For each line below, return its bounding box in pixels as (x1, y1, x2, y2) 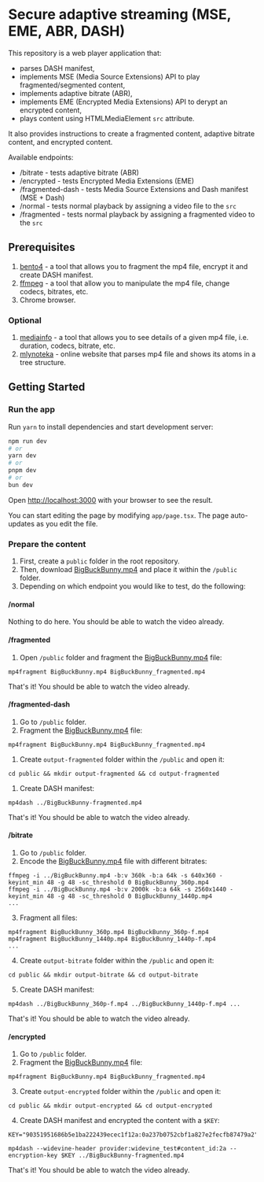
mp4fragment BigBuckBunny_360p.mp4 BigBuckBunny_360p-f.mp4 (8, 928, 210, 936)
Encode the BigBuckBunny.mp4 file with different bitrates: (19, 856, 207, 866)
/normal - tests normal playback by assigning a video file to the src (19, 201, 237, 210)
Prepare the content (8, 538, 86, 549)
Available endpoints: (8, 152, 74, 162)
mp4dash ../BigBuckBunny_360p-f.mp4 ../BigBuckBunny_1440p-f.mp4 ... (8, 999, 241, 1008)
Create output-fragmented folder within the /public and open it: (19, 754, 225, 764)
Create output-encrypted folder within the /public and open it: (19, 1087, 222, 1096)
